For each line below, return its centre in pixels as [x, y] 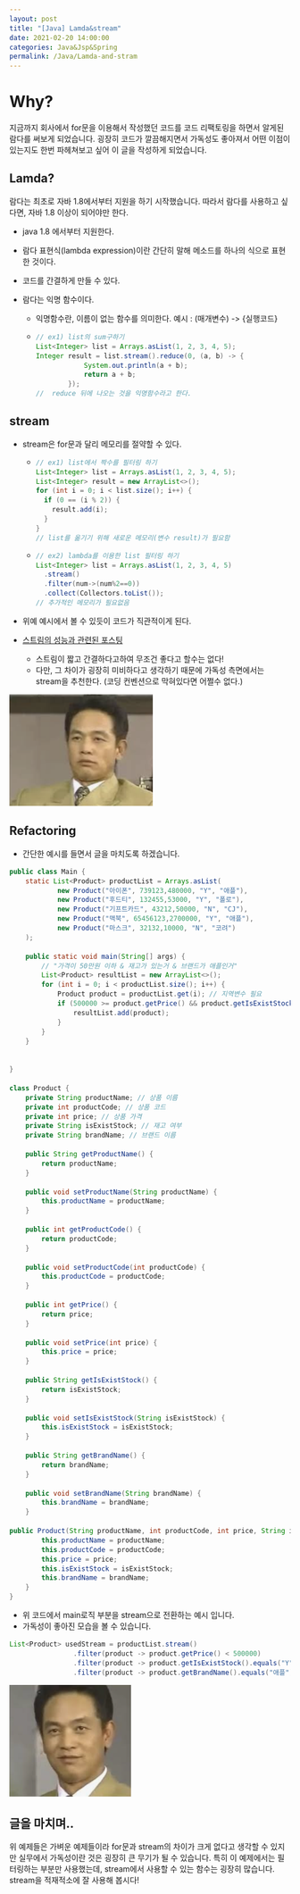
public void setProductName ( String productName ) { [121, 1192]
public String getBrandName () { [85, 1456]
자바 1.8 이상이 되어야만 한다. [79, 212]
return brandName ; [75, 1464]
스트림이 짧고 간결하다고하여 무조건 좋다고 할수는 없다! [130, 659]
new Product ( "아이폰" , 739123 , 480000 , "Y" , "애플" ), [152, 890]
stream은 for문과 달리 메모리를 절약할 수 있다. [102, 444]
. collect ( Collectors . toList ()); [104, 594]
